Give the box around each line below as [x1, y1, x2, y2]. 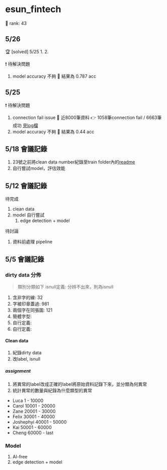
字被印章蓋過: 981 [12, 301, 49, 307]
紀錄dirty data [12, 349, 42, 356]
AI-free [12, 454, 28, 460]
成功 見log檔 [12, 122, 39, 128]
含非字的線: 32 [12, 294, 43, 301]
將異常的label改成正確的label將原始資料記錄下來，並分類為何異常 [12, 381, 147, 387]
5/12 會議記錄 [5, 182, 47, 190]
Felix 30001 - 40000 [12, 414, 55, 420]
